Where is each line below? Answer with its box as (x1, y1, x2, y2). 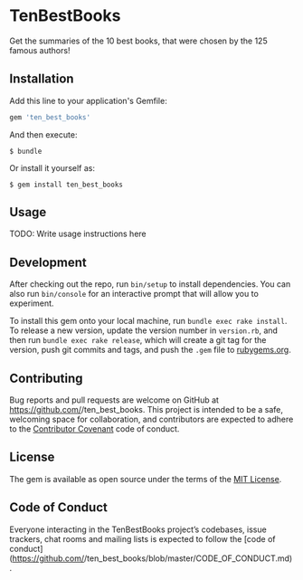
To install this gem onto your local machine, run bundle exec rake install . (9, 316, 288, 327)
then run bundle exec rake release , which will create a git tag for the (9, 335, 267, 346)
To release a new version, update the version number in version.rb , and (9, 325, 279, 336)
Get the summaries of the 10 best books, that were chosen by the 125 (9, 35, 269, 46)
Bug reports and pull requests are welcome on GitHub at (9, 395, 220, 405)
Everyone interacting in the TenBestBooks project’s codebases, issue (9, 524, 267, 535)
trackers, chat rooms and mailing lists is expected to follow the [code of (9, 533, 276, 544)
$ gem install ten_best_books (9, 180, 124, 189)
